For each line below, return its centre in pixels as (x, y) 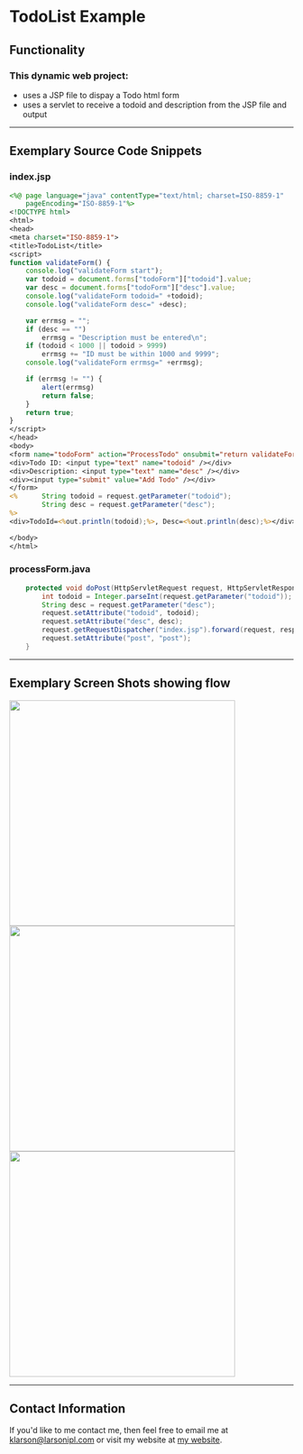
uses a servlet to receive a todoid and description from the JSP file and (154, 105)
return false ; (68, 396)
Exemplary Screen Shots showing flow (120, 683)
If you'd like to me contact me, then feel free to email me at (119, 1431)
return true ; (50, 412)
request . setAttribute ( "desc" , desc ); (112, 621)
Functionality (47, 50)
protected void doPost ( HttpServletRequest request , (124, 588)
